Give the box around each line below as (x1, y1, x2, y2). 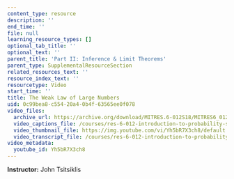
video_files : (7, 107, 45, 114)
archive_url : (13, 114, 52, 120)
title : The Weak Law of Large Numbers (7, 95, 120, 102)
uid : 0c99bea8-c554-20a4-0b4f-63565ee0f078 (7, 101, 136, 108)
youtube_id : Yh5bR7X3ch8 (13, 146, 86, 153)
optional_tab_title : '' (7, 42, 77, 49)
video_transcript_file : (13, 133, 82, 140)
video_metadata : (7, 140, 54, 147)
